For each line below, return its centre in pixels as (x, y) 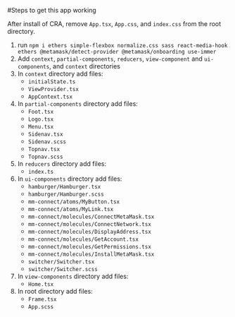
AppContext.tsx (50, 97)
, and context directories (85, 66)
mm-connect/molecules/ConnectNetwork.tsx (89, 225)
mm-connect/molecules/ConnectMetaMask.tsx (91, 217)
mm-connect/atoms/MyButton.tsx (74, 202)
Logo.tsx (41, 119)
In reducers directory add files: (62, 164)
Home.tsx (41, 285)
